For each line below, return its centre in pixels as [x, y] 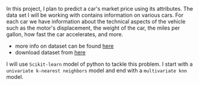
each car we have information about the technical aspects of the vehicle [96, 21]
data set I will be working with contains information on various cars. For [95, 15]
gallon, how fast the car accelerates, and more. [65, 34]
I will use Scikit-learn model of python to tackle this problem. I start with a [99, 64]
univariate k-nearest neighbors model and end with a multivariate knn [96, 71]
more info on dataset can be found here [64, 46]
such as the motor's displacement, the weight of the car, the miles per [93, 28]
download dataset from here [50, 52]
